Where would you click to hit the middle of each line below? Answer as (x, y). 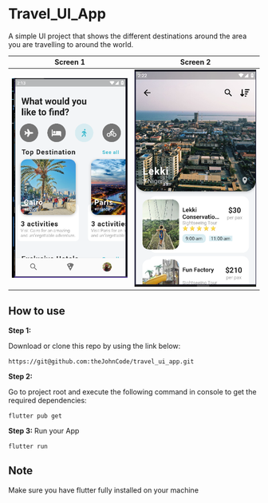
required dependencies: (47, 400)
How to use (37, 311)
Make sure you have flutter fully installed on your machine (104, 490)
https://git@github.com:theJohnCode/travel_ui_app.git (101, 361)
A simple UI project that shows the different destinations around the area (128, 36)
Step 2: (21, 376)
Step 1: (20, 330)
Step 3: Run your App (44, 430)
